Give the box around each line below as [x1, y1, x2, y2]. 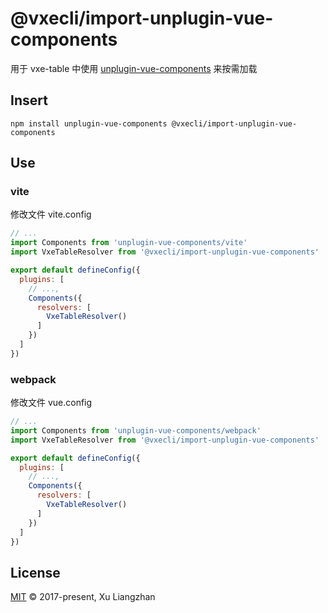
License [10, 564, 61, 581]
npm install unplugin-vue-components [10, 118, 168, 129]
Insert [10, 92, 48, 109]
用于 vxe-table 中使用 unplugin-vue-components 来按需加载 [10, 62, 258, 74]
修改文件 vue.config [10, 397, 93, 409]
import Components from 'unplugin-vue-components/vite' [10, 238, 248, 248]
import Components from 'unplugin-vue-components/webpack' [10, 425, 262, 436]
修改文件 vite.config [10, 208, 92, 221]
